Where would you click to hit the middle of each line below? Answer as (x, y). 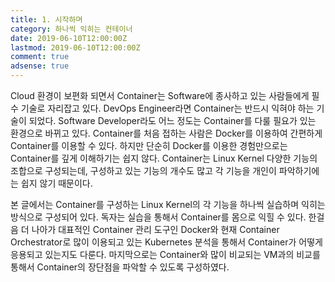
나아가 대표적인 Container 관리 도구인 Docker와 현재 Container (155, 229)
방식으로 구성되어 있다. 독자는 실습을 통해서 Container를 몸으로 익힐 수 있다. (158, 217)
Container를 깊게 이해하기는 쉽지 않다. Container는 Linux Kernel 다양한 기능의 (164, 158)
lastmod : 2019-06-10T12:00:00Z (75, 47)
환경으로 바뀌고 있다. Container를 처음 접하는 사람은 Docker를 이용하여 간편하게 (166, 133)
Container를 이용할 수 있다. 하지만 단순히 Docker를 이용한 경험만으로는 (149, 145)
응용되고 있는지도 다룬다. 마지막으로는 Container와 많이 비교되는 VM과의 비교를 (165, 254)
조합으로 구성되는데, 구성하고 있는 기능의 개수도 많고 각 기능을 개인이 (143, 170)
